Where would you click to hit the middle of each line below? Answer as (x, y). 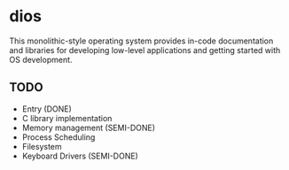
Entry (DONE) (47, 109)
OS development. (41, 59)
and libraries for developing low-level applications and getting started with (145, 50)
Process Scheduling (59, 137)
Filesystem (42, 146)
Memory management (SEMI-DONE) (89, 127)
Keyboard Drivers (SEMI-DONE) (80, 156)
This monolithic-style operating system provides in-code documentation (141, 41)
